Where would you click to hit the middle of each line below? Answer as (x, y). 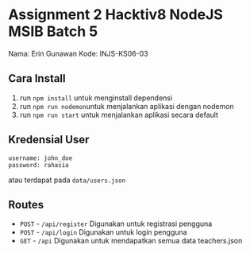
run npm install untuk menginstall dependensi (96, 98)
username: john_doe (40, 158)
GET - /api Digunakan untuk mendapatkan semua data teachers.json (131, 241)
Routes (26, 204)
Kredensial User (49, 140)
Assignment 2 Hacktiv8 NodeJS (116, 15)
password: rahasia (38, 165)
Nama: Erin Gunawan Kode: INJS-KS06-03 (78, 53)
